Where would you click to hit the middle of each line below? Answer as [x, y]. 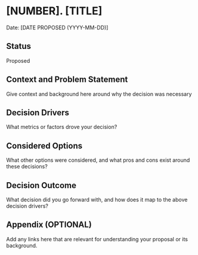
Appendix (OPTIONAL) [49, 225]
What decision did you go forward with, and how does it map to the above [97, 199]
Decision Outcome [41, 185]
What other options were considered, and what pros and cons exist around [98, 160]
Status [19, 46]
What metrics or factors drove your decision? [62, 127]
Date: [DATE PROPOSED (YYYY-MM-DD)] [57, 27]
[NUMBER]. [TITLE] [54, 11]
